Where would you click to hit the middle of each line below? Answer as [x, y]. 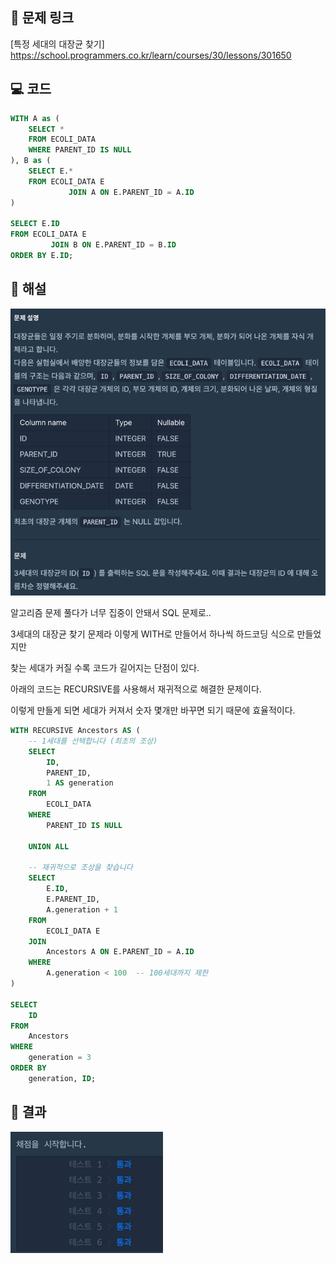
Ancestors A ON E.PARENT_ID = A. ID [120, 952]
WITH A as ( [35, 118]
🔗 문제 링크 [42, 18]
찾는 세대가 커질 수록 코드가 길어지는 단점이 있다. [105, 667]
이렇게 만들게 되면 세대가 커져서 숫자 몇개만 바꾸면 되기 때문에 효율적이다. [153, 710]
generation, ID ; [62, 1078]
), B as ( [31, 161]
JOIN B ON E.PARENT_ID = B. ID [113, 245]
